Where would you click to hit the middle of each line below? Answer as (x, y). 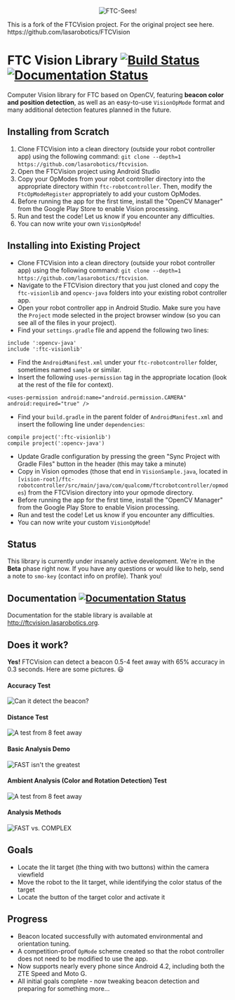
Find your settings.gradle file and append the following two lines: (113, 330)
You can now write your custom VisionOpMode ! (84, 522)
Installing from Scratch (58, 132)
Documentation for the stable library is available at (80, 615)
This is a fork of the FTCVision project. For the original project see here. (111, 24)
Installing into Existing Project (74, 246)
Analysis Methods (34, 812)
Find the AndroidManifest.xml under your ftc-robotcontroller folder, (117, 362)
